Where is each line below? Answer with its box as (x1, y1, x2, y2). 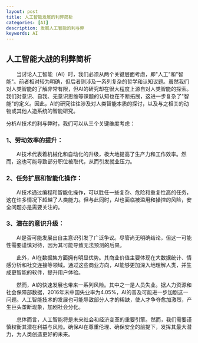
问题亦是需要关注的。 (11, 203, 63, 210)
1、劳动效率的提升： (6, 136, 64, 144)
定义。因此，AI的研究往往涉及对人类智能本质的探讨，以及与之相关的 (18, 100, 184, 107)
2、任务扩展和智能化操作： (6, 174, 82, 183)
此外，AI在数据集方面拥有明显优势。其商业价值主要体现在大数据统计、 (16, 254, 187, 261)
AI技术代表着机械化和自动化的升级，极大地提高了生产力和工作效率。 (16, 151, 181, 158)
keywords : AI (6, 31, 38, 37)
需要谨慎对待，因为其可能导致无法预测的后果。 (11, 241, 125, 248)
